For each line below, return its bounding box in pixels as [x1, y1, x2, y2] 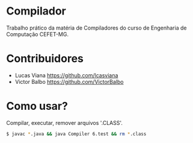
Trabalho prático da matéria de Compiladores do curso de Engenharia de [6, 24, 187, 31]
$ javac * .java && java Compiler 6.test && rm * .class [6, 131, 147, 137]
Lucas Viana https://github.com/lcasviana [14, 71, 118, 79]
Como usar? [6, 100, 68, 113]
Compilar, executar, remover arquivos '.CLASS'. [6, 119, 123, 126]
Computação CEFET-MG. [6, 30, 69, 37]
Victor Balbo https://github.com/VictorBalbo [14, 78, 124, 85]
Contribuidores [6, 52, 84, 66]
